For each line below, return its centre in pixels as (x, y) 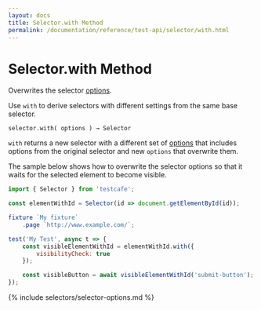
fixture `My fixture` (43, 218)
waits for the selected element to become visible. (87, 175)
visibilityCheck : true (73, 253)
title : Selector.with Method (56, 23)
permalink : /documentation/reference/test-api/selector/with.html (119, 30)
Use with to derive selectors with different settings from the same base (123, 106)
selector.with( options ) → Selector (70, 129)
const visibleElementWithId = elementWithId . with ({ (108, 246)
